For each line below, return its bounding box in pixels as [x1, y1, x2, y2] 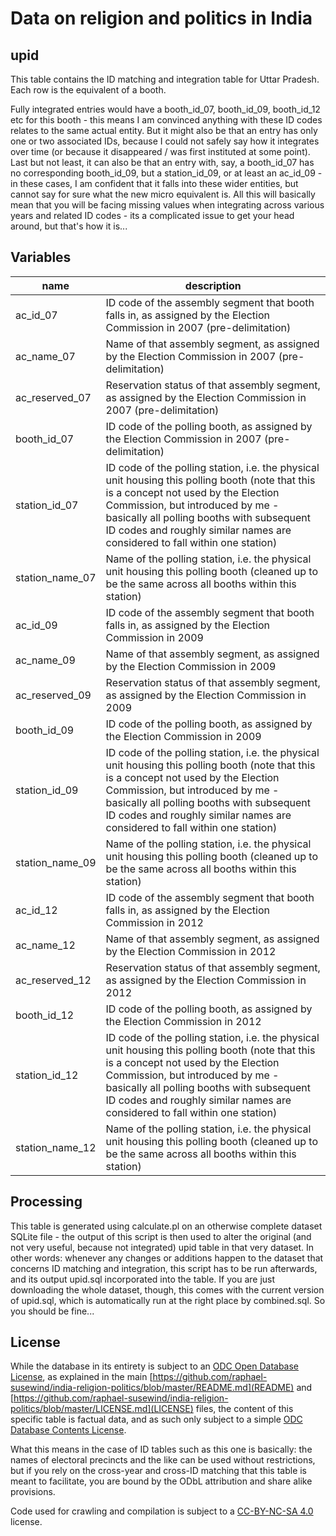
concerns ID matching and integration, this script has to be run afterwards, [10, 1262, 318, 1274]
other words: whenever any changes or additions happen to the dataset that [10, 1252, 324, 1264]
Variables [10, 249, 72, 266]
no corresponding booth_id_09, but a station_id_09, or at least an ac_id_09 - [10, 167, 323, 179]
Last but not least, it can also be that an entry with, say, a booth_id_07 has [10, 157, 315, 168]
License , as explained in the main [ [10, 1371, 153, 1383]
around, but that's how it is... [10, 220, 128, 232]
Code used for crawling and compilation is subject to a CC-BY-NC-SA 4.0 [10, 1505, 314, 1517]
